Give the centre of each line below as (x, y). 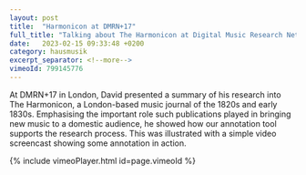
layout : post (34, 18)
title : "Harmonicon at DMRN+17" (73, 26)
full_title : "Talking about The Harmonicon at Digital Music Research (146, 35)
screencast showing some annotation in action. (98, 143)
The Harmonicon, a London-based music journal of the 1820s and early (143, 104)
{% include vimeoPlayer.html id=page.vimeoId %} (102, 160)
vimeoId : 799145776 (46, 69)
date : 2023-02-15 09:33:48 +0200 (77, 43)
